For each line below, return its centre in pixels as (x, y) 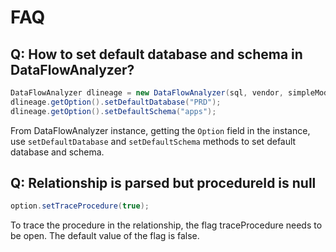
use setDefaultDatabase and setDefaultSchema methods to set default (153, 141)
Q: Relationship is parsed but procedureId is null (163, 183)
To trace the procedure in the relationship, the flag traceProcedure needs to (166, 225)
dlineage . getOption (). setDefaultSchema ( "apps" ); (113, 111)
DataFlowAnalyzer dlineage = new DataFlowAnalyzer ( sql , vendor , (147, 93)
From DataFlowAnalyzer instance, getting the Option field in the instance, (160, 130)
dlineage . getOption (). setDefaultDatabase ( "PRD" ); (116, 102)
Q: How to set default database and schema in (156, 54)
